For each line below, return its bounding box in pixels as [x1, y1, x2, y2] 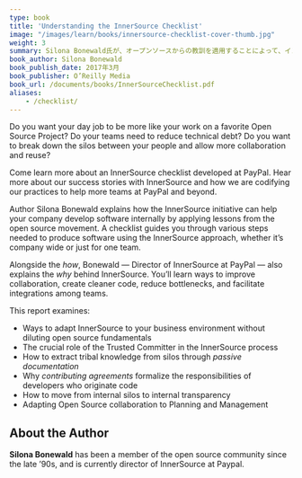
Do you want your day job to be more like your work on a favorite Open [9, 121, 272, 132]
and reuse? [9, 150, 51, 161]
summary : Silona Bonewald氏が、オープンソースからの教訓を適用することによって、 [9, 47, 285, 56]
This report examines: [9, 305, 91, 316]
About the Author [9, 425, 110, 440]
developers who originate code [22, 380, 138, 391]
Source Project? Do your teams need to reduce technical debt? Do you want [9, 131, 291, 142]
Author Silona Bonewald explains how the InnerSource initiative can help [9, 204, 278, 215]
